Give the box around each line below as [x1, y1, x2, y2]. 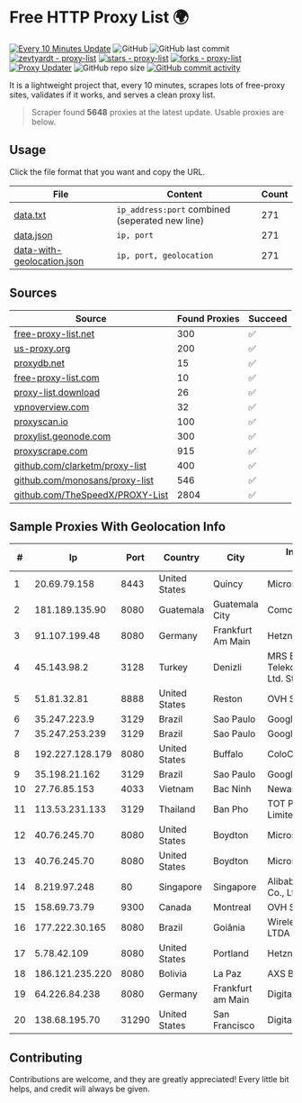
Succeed [248, 312, 288, 324]
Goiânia [212, 921, 245, 934]
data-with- [13, 243, 63, 256]
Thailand [158, 803, 196, 816]
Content [166, 187, 203, 200]
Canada [158, 901, 191, 914]
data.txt [13, 208, 47, 221]
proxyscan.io [13, 415, 69, 428]
